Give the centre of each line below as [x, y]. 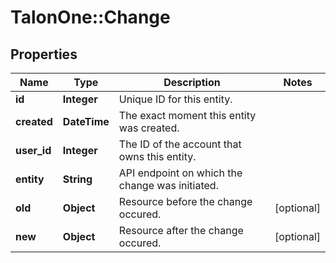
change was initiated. [168, 185]
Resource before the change [185, 201]
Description [192, 82]
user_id [33, 150]
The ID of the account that [180, 144]
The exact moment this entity [187, 115]
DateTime [86, 121]
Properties [44, 54]
